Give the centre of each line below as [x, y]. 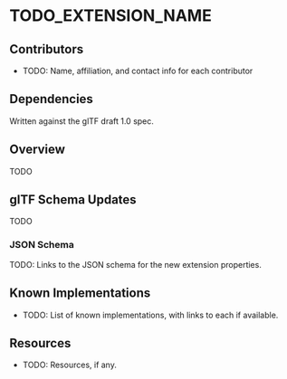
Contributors [47, 49]
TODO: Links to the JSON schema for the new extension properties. [136, 264]
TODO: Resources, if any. [70, 365]
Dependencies [51, 99]
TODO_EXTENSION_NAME [111, 16]
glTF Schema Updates [73, 200]
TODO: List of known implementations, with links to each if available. [150, 315]
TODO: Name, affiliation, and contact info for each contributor [138, 71]
